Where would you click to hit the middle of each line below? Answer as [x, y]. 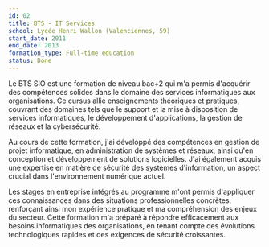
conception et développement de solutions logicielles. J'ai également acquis [135, 158]
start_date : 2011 [37, 38]
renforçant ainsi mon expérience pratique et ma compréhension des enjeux [132, 208]
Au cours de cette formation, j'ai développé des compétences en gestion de [134, 142]
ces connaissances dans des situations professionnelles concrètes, [120, 200]
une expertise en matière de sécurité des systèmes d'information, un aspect [134, 167]
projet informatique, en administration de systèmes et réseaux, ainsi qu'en [131, 150]
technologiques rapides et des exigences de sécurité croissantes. [117, 234]
